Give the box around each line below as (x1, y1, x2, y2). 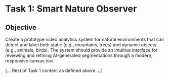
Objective (5, 23, 37, 32)
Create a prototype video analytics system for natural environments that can (5, 36, 164, 42)
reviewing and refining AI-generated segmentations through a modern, (5, 52, 153, 58)
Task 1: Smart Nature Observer (5, 3, 137, 15)
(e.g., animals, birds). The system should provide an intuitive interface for (5, 47, 158, 53)
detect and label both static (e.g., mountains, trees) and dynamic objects (5, 42, 157, 48)
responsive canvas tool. (5, 58, 55, 63)
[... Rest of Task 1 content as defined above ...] (5, 67, 102, 73)
